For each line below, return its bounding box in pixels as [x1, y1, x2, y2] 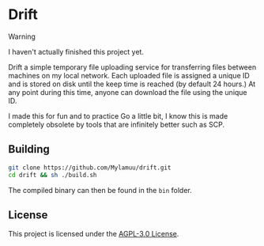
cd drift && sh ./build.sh [8, 171, 97, 179]
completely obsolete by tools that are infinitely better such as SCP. [8, 119, 225, 129]
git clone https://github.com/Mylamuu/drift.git [8, 164, 172, 172]
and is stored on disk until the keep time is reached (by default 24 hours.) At [8, 79, 256, 89]
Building [8, 142, 50, 156]
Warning [8, 32, 36, 41]
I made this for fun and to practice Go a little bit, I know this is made [8, 111, 228, 120]
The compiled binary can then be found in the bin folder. [8, 185, 192, 195]
